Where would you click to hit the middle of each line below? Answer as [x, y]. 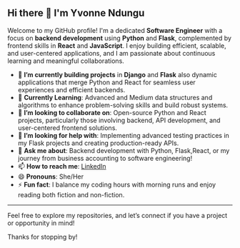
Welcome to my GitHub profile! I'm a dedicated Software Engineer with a [115, 30]
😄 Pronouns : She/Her [51, 177]
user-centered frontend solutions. [67, 128]
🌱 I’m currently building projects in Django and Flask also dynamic [117, 74]
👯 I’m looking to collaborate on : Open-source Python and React [112, 112]
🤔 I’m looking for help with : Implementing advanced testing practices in [124, 135]
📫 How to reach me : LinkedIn [62, 166]
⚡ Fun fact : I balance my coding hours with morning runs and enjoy [117, 184]
